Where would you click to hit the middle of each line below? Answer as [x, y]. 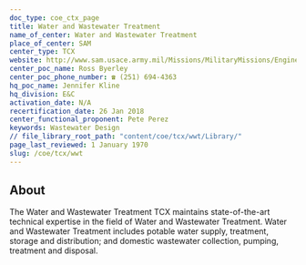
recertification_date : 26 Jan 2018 [77, 111]
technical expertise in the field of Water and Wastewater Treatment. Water [148, 222]
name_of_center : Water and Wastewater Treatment [103, 35]
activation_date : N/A [51, 102]
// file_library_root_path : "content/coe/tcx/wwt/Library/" [126, 137]
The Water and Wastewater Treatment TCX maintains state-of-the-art [140, 212]
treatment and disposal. [54, 250]
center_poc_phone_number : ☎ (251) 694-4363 [93, 77]
